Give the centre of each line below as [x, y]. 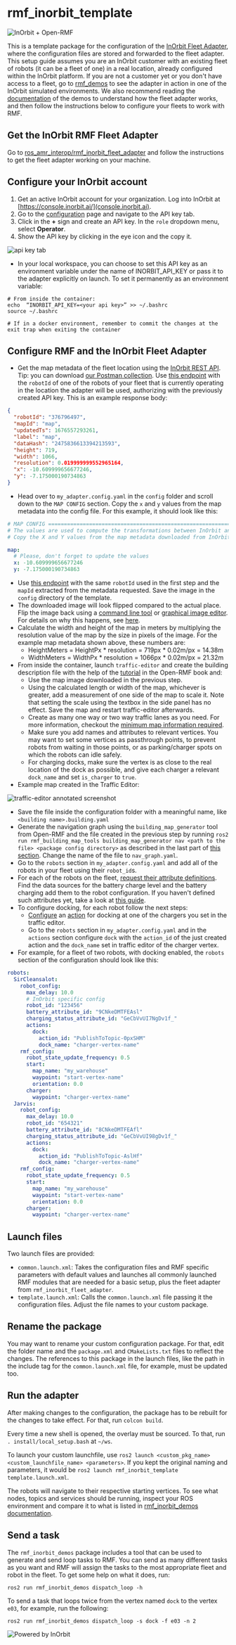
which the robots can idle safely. [75, 755]
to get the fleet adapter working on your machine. [79, 160]
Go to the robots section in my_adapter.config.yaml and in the [117, 930]
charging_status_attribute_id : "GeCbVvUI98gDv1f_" [101, 1136]
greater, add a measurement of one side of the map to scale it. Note [126, 695]
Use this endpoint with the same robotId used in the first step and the [118, 583]
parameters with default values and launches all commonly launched [117, 1275]
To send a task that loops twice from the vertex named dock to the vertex [112, 1601]
